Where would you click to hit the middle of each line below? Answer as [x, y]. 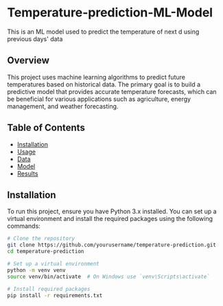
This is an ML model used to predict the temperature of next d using [103, 32]
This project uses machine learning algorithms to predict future [96, 77]
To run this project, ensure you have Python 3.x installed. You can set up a [112, 211]
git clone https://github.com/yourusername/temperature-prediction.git [111, 245]
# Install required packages [49, 289]
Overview [28, 61]
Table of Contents [46, 128]
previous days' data [35, 38]
